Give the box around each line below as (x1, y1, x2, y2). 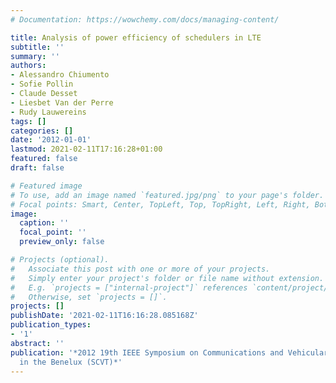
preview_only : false (19, 237, 105, 247)
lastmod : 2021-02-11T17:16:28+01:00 (10, 144, 163, 155)
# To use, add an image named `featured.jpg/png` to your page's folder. (10, 190, 325, 200)
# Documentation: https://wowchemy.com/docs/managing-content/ (10, 14, 280, 25)
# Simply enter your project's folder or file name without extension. (10, 273, 325, 283)
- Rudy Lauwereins (10, 107, 87, 117)
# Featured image (10, 181, 83, 191)
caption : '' (19, 218, 70, 228)
